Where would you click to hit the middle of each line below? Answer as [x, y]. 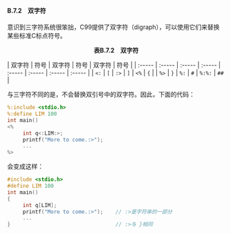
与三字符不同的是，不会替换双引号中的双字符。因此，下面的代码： [101, 95]
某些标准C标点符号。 [37, 36]
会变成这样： [25, 166]
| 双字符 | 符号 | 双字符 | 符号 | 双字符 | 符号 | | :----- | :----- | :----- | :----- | [114, 65]
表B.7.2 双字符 [116, 50]
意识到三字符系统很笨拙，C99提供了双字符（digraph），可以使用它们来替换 [113, 27]
